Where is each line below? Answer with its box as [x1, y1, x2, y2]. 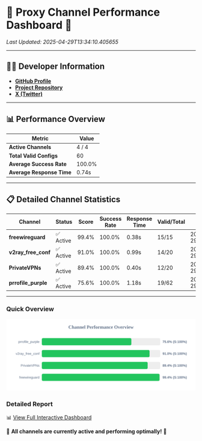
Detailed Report [6, 399, 53, 408]
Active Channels [8, 144, 52, 151]
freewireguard [8, 233, 46, 241]
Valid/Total [157, 218, 185, 226]
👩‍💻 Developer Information [6, 62, 105, 72]
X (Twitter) [14, 90, 43, 97]
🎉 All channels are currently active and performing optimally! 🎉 [6, 428, 167, 435]
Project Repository [14, 84, 63, 91]
